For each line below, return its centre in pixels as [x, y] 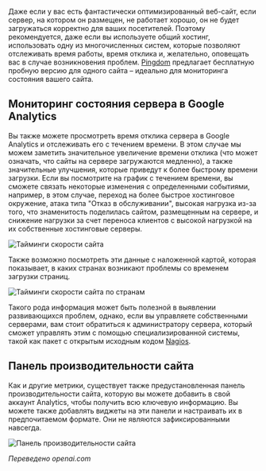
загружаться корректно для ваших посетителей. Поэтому [107, 28]
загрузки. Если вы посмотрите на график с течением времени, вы [121, 177]
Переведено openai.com [50, 458]
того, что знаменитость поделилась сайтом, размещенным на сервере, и [133, 212]
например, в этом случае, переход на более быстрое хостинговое [121, 195]
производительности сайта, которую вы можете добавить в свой [120, 394]
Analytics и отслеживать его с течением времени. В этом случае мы [125, 144]
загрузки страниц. [39, 276]
